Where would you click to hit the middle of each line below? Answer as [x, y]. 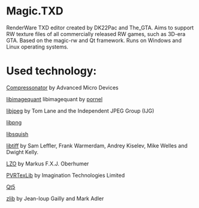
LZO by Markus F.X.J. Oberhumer [48, 164]
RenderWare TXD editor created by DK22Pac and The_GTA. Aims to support [100, 28]
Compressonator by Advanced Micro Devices [62, 88]
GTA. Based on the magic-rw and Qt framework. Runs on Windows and [94, 40]
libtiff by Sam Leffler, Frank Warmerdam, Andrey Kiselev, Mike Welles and [97, 146]
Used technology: [52, 71]
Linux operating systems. [37, 47]
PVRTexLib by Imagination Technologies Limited [65, 175]
